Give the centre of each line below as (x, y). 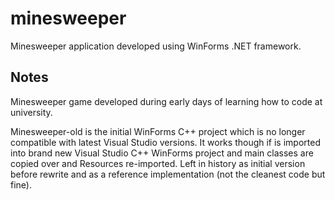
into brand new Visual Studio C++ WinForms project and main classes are (162, 153)
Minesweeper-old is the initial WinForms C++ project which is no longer (158, 131)
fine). (21, 184)
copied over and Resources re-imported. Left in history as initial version (158, 163)
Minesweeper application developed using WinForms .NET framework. (156, 46)
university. (31, 112)
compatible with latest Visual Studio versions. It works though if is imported (165, 142)
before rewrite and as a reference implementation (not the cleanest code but (168, 174)
